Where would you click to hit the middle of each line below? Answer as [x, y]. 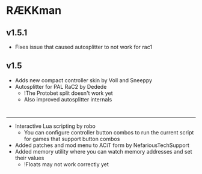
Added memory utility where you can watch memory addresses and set [103, 151]
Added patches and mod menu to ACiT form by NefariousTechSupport [102, 145]
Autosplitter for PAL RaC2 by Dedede [61, 86]
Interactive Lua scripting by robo [55, 126]
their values [29, 158]
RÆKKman [34, 10]
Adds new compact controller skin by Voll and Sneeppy [83, 80]
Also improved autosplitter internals [68, 99]
